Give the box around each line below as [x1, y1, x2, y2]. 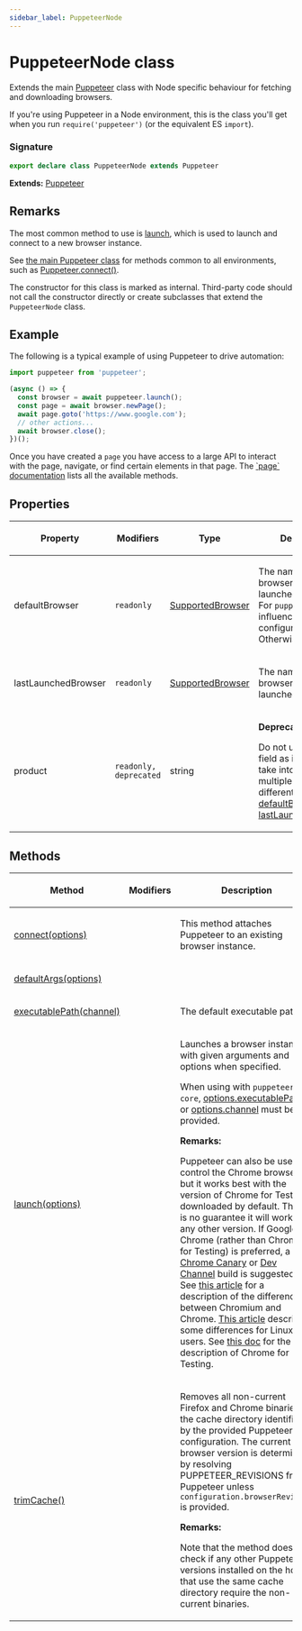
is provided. [179, 1500, 230, 1513]
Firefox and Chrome [179, 1401, 264, 1414]
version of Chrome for [179, 1189, 273, 1201]
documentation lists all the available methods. [9, 470, 179, 481]
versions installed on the [179, 1563, 283, 1576]
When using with [179, 1080, 251, 1093]
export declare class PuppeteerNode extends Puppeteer [9, 161, 219, 170]
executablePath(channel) [13, 1005, 120, 1017]
